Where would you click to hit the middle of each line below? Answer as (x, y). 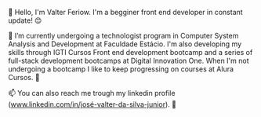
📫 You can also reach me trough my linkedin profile (92, 93)
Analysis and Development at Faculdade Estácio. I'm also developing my (125, 44)
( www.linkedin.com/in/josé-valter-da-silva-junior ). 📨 (92, 104)
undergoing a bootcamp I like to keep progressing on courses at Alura (121, 69)
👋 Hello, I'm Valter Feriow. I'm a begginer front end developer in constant (125, 12)
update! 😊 (25, 20)
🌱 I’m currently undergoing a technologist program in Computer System (123, 36)
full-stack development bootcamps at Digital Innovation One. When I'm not (129, 60)
